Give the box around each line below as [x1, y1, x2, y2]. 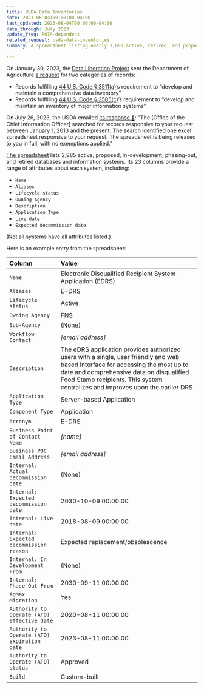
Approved [60, 657, 89, 666]
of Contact [9, 433, 41, 440]
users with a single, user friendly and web [60, 352, 180, 361]
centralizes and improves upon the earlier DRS [60, 383, 193, 391]
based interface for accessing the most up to [60, 360, 189, 369]
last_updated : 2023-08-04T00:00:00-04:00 [6, 20, 113, 26]
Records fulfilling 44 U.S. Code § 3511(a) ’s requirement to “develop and [15, 82, 193, 90]
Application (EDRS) [60, 277, 115, 285]
